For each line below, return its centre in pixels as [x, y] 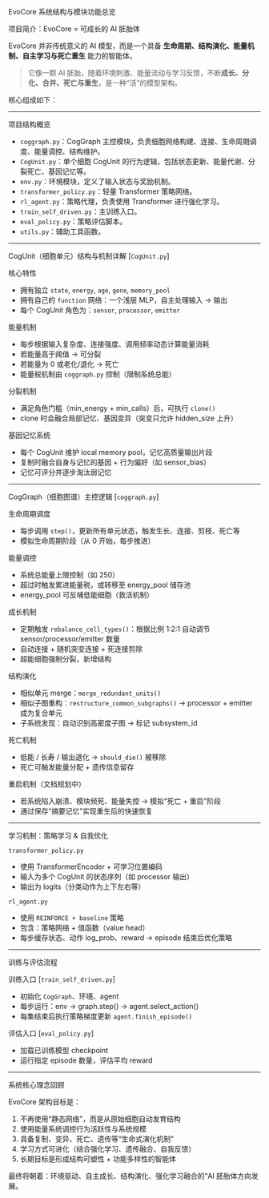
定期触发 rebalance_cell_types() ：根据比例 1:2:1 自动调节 [115, 629]
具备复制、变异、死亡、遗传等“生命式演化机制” [97, 1139]
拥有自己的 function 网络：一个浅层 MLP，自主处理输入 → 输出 [124, 300]
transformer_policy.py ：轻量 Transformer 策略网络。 [108, 191]
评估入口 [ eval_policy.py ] [51, 1033]
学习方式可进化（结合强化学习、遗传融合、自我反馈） [108, 1149]
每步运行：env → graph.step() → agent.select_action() [109, 1006]
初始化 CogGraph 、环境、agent [69, 996]
